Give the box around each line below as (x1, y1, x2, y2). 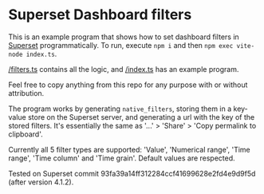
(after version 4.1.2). (8, 177, 74, 187)
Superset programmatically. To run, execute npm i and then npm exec (8, 40, 234, 49)
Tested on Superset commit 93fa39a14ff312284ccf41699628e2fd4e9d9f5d (8, 168, 256, 178)
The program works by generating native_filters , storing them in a (8, 104, 232, 113)
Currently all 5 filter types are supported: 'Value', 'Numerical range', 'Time (8, 145, 250, 154)
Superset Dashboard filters (8, 6, 192, 24)
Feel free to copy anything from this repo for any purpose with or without (8, 80, 248, 89)
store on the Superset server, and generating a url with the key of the (27, 112, 255, 121)
